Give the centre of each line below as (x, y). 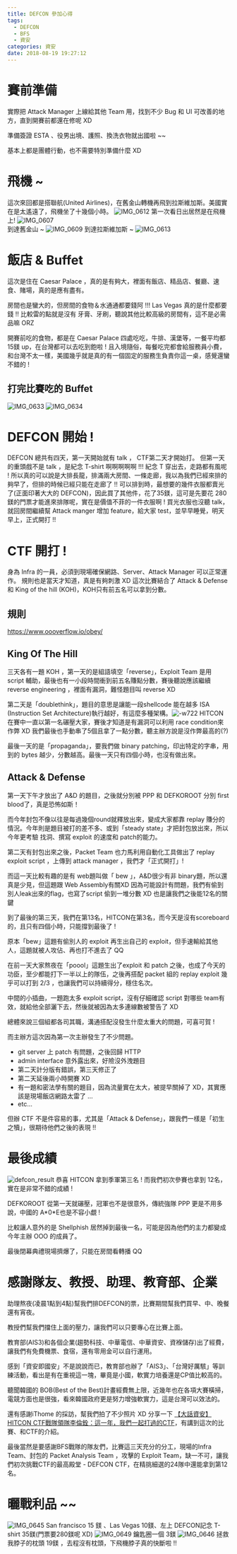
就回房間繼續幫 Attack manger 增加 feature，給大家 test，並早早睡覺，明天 (116, 511)
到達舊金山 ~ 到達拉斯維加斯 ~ (71, 229)
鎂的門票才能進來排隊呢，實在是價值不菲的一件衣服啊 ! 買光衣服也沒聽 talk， (118, 502)
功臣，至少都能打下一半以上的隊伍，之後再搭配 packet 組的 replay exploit (114, 974)
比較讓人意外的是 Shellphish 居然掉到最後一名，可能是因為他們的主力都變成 (117, 1227)
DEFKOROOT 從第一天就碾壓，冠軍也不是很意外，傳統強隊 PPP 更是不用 (112, 1203)
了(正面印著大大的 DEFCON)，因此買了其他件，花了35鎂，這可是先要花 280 (117, 493)
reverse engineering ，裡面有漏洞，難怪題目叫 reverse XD (92, 689)
